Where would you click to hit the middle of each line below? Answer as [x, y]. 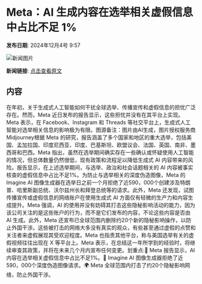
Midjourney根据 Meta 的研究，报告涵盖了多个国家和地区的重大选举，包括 [96, 137]
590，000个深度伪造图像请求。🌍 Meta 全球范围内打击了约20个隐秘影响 [96, 265]
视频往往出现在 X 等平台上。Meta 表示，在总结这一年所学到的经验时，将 [101, 242]
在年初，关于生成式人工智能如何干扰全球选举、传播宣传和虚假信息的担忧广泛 [101, 107]
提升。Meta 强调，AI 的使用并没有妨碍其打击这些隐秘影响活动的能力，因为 [103, 205]
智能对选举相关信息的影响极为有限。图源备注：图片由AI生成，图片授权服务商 [101, 129]
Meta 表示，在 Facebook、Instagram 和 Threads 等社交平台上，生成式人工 [99, 122]
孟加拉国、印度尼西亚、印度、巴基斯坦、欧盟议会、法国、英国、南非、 [103, 144]
